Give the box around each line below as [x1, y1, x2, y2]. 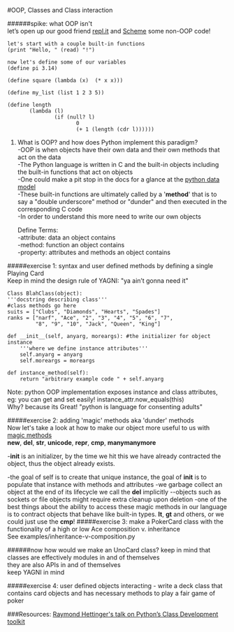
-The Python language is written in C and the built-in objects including [17, 161, 219, 168]
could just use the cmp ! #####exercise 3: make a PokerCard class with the [7, 517, 224, 526]
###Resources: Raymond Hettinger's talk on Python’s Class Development [7, 610, 219, 618]
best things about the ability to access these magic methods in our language [7, 503, 228, 510]
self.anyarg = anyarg [20, 351, 82, 358]
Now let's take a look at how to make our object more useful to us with [7, 424, 210, 432]
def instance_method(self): [7, 369, 89, 376]
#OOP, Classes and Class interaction [7, 6, 113, 14]
